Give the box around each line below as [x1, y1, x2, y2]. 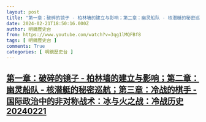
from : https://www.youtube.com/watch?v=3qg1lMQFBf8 [6, 32, 141, 38]
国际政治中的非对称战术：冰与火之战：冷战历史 [6, 96, 184, 107]
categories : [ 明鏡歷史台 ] [6, 49, 74, 55]
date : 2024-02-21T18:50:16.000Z [6, 20, 89, 26]
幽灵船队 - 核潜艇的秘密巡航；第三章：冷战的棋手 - [6, 85, 197, 95]
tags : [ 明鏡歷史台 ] [6, 37, 57, 44]
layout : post [6, 9, 40, 15]
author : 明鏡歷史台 [6, 26, 51, 32]
